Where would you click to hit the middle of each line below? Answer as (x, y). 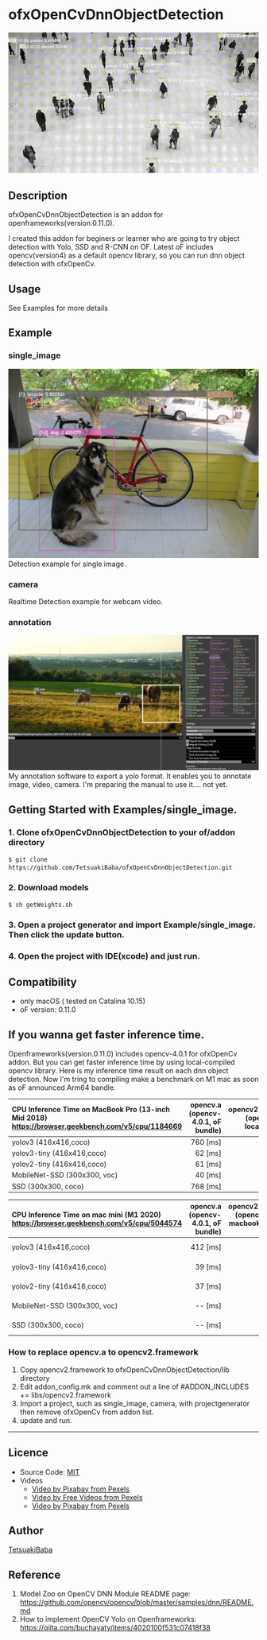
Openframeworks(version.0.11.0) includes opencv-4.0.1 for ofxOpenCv (123, 1053)
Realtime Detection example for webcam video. (85, 601)
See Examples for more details (58, 308)
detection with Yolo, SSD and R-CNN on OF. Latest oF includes (111, 247)
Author (26, 1531)
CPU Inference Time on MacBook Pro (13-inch (91, 1109)
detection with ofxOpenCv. (52, 264)
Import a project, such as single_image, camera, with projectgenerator (135, 1403)
